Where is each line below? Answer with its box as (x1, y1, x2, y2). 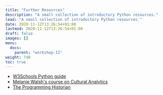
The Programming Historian (12, 84, 71, 90)
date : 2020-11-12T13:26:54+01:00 (5, 21, 76, 27)
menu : (5, 41, 17, 46)
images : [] (5, 36, 29, 41)
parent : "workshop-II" (14, 50, 63, 55)
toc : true (5, 59, 26, 65)
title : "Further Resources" (5, 7, 65, 13)
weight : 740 (5, 54, 31, 60)
